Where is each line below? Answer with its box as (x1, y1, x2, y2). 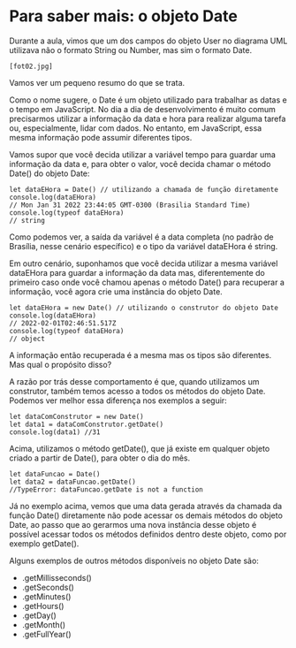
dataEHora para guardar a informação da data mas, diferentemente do (9, 267, 265, 278)
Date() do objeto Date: (9, 168, 90, 179)
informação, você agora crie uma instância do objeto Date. (9, 286, 223, 297)
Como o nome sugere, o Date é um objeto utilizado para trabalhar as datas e (9, 95, 287, 105)
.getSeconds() (21, 582, 75, 592)
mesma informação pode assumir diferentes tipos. (9, 132, 193, 142)
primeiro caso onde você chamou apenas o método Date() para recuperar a (9, 277, 285, 287)
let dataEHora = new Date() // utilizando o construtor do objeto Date (9, 303, 278, 312)
